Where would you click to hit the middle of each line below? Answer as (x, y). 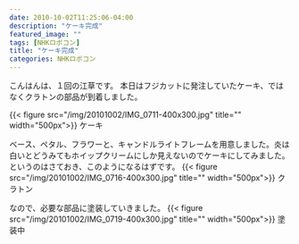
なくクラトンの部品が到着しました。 (76, 97)
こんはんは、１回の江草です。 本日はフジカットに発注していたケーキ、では (146, 85)
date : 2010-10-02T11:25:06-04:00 (71, 17)
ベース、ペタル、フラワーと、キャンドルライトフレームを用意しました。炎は (149, 144)
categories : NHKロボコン (53, 59)
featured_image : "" (46, 34)
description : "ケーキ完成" (56, 26)
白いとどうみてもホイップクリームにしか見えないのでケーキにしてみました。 (149, 156)
